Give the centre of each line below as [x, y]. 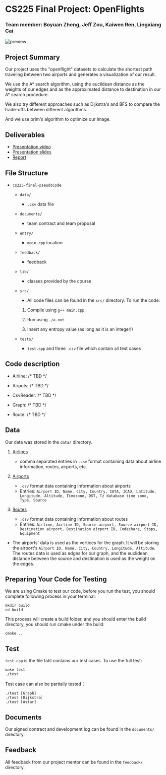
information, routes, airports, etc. [53, 466]
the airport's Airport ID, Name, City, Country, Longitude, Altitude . [84, 548]
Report [19, 157]
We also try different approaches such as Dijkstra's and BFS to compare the [83, 104]
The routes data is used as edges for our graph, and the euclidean [80, 553]
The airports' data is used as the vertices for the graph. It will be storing [85, 543]
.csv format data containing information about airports [75, 486]
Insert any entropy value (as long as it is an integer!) [80, 329]
